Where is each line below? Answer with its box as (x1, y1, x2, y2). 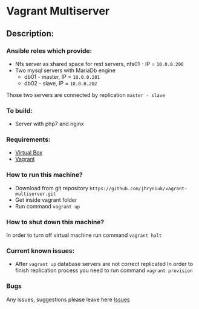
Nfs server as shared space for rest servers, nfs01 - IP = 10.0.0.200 (15, 60, 184, 67)
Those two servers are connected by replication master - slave (6, 91, 165, 98)
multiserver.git (15, 191, 56, 197)
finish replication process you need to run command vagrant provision (15, 267, 193, 274)
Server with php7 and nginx (15, 120, 85, 128)
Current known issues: (6, 247, 74, 255)
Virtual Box (15, 149, 43, 156)
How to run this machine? (6, 171, 83, 179)
